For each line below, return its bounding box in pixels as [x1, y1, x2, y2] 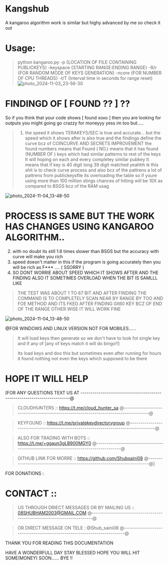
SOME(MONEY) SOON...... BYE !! [5, 555, 73, 561]
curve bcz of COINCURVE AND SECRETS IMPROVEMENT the [25, 140, 152, 146]
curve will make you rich [12, 253, 63, 259]
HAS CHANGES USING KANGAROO [5, 221, 154, 232]
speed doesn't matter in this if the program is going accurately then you [12, 259, 161, 265]
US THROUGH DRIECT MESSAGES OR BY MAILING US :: [17, 504, 135, 510]
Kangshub [5, 3, 49, 15]
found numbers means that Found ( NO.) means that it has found [25, 146, 159, 152]
